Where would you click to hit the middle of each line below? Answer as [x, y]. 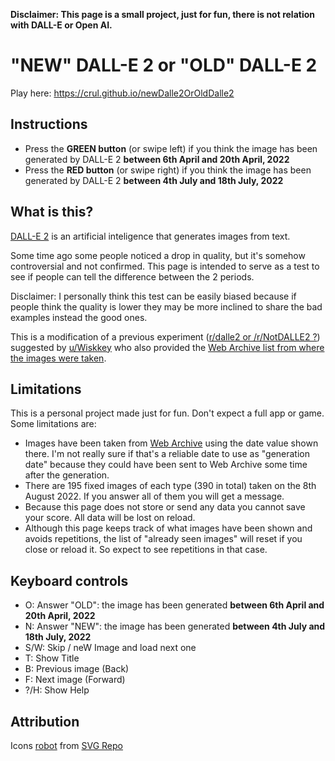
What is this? [52, 212]
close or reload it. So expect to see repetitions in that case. [146, 550]
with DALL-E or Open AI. [61, 25]
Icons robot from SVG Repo [67, 745]
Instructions [49, 124]
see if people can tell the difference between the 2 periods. [132, 276]
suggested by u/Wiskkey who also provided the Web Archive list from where [167, 347]
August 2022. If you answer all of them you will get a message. [154, 496]
